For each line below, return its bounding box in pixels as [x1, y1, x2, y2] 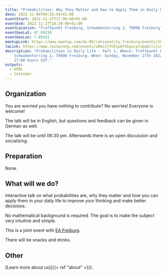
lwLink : [5, 44, 21, 49]
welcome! [5, 108, 25, 114]
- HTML [9, 67, 23, 72]
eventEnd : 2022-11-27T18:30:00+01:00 [5, 21, 83, 26]
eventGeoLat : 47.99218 [5, 30, 52, 35]
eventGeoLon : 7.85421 [5, 35, 50, 40]
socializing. [5, 138, 28, 144]
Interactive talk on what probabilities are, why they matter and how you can [5, 193, 158, 198]
